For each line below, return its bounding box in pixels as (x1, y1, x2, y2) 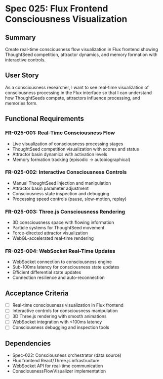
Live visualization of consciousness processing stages (12, 141, 123, 147)
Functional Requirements (5, 114, 84, 123)
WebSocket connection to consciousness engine (12, 259, 112, 265)
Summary (5, 33, 36, 42)
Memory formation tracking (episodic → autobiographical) (12, 157, 131, 162)
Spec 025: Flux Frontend (5, 3, 108, 14)
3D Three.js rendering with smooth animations (12, 313, 107, 320)
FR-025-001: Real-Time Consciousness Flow (5, 129, 115, 136)
